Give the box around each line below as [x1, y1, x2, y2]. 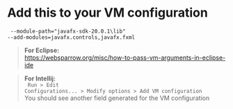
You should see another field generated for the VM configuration [24, 94, 210, 102]
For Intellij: [24, 74, 56, 83]
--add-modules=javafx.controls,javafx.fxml [7, 33, 136, 41]
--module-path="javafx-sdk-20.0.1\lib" [10, 28, 127, 35]
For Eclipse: [24, 46, 60, 54]
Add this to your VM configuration [7, 5, 209, 21]
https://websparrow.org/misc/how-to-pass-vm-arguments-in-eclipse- [24, 53, 226, 62]
